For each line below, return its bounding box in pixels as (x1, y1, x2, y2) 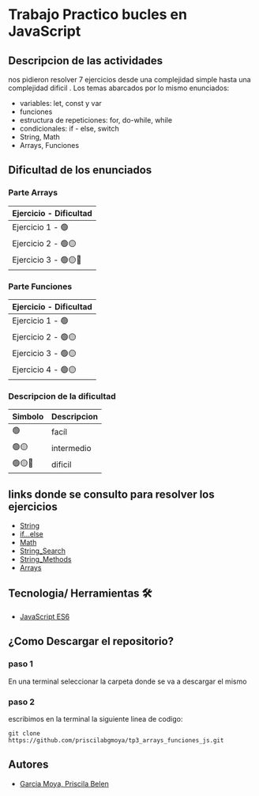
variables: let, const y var (19, 99, 103, 108)
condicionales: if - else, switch (19, 124, 120, 133)
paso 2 (8, 696, 36, 707)
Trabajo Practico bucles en (8, 6, 188, 24)
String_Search (19, 546, 66, 555)
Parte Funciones (8, 281, 73, 292)
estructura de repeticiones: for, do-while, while (19, 116, 172, 124)
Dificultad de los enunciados (8, 164, 152, 177)
